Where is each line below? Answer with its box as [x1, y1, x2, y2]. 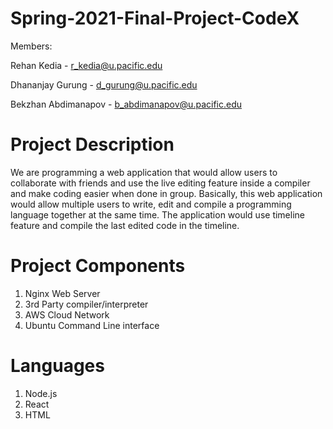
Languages [10, 355, 105, 377]
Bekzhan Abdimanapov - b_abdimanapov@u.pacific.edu [10, 98, 243, 110]
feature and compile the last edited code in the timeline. [10, 219, 240, 231]
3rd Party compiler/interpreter [24, 298, 149, 310]
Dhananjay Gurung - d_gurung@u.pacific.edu [10, 78, 198, 91]
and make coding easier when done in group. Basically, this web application [10, 187, 323, 199]
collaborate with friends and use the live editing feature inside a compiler [10, 177, 311, 189]
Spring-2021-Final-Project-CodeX [10, 7, 300, 30]
